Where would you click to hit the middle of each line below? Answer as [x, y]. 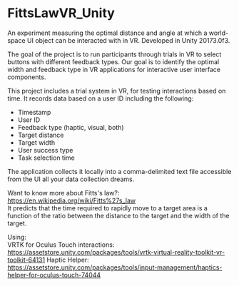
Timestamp [34, 112]
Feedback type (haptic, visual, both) [71, 127]
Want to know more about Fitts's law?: [63, 193]
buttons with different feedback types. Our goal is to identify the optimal [113, 61]
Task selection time [46, 158]
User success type [45, 150]
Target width [36, 142]
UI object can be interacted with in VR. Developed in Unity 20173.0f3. [129, 40]
